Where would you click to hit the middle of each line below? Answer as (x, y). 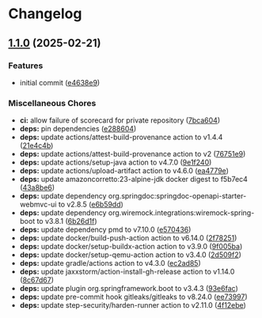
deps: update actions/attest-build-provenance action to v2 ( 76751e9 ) (133, 154)
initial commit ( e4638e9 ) (60, 82)
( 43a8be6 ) (37, 187)
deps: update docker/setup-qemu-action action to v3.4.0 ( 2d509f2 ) (130, 255)
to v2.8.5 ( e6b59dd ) (91, 204)
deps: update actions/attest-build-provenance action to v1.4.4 (121, 137)
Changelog (45, 14)
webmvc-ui (38, 204)
